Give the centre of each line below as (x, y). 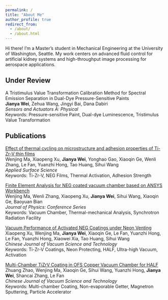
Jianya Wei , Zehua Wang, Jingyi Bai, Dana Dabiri (57, 104)
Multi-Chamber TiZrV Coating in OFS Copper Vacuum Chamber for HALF (82, 265)
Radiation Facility (23, 218)
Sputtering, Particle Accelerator (38, 292)
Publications (26, 136)
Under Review (28, 80)
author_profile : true (28, 19)
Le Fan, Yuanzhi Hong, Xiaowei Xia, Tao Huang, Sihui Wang (67, 238)
